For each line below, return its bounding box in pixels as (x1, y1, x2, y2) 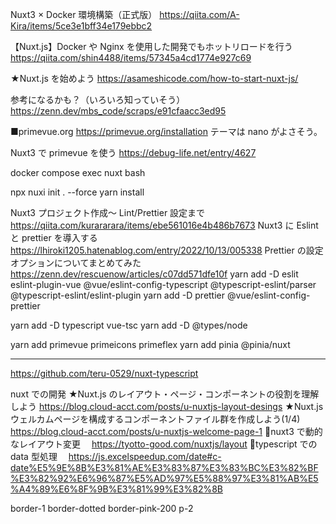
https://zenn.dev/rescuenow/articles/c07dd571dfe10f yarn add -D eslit (10, 268, 299, 280)
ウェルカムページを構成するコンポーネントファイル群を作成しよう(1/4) (10, 413, 301, 425)
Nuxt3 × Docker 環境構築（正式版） (10, 9, 158, 20)
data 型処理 (10, 451, 58, 462)
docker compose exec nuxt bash (10, 167, 146, 178)
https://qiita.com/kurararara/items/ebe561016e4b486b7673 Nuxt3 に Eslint (10, 219, 319, 231)
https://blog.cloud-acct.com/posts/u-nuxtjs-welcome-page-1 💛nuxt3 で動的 (10, 426, 323, 437)
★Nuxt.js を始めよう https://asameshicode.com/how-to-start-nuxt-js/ (10, 73, 299, 84)
